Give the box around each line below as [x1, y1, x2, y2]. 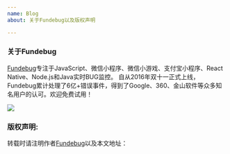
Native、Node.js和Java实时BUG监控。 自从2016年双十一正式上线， [7, 72, 199, 80]
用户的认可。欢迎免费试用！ [13, 89, 92, 98]
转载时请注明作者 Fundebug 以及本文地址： [7, 139, 128, 148]
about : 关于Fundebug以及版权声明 [7, 17, 96, 24]
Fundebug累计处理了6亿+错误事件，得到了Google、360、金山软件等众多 [7, 81, 216, 89]
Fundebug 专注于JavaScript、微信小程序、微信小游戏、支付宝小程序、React [7, 64, 224, 72]
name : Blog [7, 10, 39, 17]
